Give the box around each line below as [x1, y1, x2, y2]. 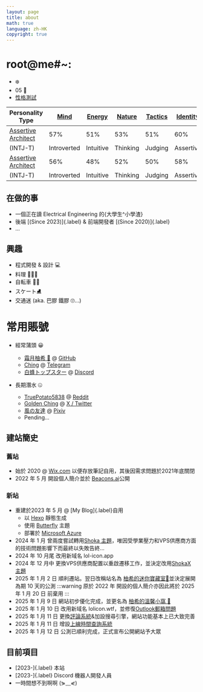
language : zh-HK [6, 25, 47, 32]
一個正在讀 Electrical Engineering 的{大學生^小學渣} [14, 210, 143, 218]
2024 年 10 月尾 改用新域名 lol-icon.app [14, 552, 114, 559]
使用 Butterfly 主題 [24, 522, 71, 529]
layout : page [6, 8, 39, 15]
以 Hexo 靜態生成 [24, 514, 67, 521]
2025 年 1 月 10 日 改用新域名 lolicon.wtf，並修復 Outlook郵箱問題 [14, 605, 176, 612]
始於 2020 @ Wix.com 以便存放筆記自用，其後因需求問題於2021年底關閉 [14, 467, 195, 474]
